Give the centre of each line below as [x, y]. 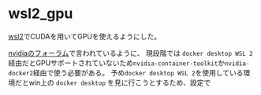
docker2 [21, 73]
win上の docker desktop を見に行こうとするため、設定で [120, 82]
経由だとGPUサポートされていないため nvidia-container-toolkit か [117, 63]
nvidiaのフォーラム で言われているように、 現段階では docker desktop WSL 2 [131, 53]
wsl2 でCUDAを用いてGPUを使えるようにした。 [85, 36]
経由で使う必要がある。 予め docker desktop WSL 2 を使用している [138, 72]
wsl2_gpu [41, 14]
